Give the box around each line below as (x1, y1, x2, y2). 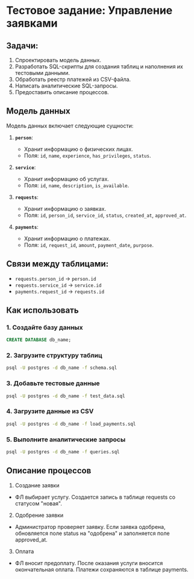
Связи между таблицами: (6, 259, 109, 269)
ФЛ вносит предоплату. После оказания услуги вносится (14, 559, 163, 566)
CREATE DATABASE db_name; (6, 337, 71, 343)
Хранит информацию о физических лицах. (23, 146, 134, 153)
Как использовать (6, 305, 80, 316)
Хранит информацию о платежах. (23, 235, 111, 242)
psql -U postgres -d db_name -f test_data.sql (6, 393, 125, 399)
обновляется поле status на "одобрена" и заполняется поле (14, 529, 170, 537)
